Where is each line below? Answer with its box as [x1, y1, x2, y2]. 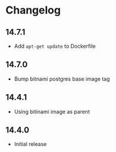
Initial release [14, 141, 47, 148]
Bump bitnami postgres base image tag [14, 75, 110, 82]
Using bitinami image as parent [14, 108, 90, 115]
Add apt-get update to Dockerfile [14, 42, 96, 49]
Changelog [5, 4, 61, 17]
